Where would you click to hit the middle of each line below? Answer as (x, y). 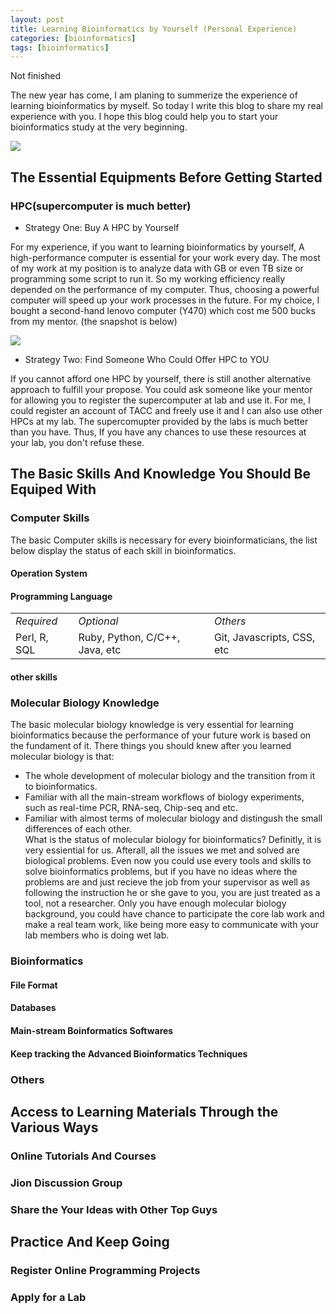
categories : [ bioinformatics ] (73, 38)
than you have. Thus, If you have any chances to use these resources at (158, 432)
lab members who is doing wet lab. (97, 935)
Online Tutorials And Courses (83, 1156)
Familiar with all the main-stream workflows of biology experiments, (164, 797)
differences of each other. (78, 829)
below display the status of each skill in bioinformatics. (123, 550)
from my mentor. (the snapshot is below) (94, 321)
